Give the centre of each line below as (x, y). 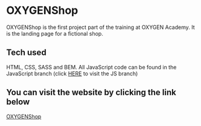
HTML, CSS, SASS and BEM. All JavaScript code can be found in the (91, 67)
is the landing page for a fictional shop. (55, 33)
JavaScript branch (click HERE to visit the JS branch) (72, 74)
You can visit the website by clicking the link (91, 93)
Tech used (26, 53)
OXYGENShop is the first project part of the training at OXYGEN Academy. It (101, 27)
